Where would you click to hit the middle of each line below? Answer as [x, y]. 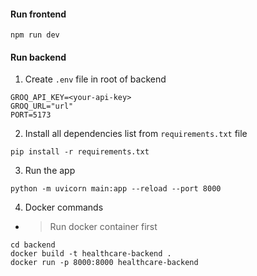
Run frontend [38, 14]
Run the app [50, 171]
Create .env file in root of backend [95, 79]
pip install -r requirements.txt [80, 152]
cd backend [33, 245]
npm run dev [35, 35]
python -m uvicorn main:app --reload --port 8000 [116, 189]
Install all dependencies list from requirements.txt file [136, 134]
